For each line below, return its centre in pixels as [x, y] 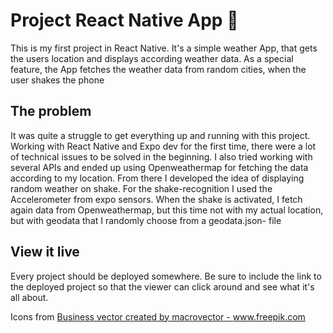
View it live [45, 252]
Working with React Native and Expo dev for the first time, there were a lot [163, 146]
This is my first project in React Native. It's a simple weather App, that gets [164, 48]
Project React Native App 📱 [124, 20]
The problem [51, 111]
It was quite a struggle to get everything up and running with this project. [160, 135]
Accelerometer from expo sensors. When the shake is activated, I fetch [156, 199]
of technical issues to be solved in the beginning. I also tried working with [161, 156]
